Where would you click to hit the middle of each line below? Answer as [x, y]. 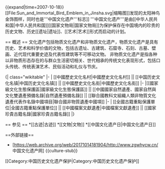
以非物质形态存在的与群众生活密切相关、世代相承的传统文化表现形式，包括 [81, 60]
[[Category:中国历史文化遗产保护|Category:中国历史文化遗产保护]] [72, 161]
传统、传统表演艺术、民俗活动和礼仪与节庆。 [54, 67]
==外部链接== [20, 135]
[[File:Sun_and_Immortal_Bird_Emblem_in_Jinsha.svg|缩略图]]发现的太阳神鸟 [82, 13]
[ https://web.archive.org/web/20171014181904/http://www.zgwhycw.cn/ [85, 145]
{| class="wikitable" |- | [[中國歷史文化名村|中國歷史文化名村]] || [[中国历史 [81, 77]
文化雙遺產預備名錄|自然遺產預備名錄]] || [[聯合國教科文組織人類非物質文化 [81, 95]
